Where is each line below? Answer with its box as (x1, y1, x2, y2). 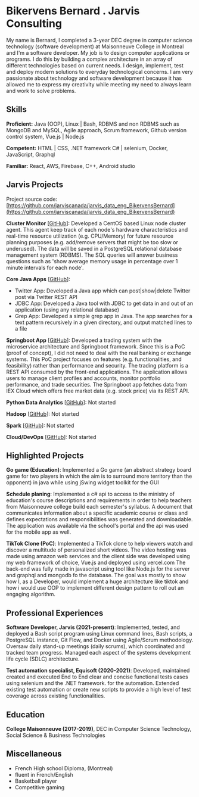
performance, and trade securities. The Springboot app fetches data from (6, 381, 187, 388)
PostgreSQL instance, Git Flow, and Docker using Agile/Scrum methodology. (6, 636, 194, 644)
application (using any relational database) (14, 306, 120, 313)
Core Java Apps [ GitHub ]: (6, 275, 70, 282)
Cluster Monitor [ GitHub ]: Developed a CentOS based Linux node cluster (6, 219, 186, 227)
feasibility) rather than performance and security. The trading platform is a (6, 362, 189, 369)
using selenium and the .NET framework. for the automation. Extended (6, 680, 179, 687)
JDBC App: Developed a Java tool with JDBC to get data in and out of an (14, 300, 194, 307)
